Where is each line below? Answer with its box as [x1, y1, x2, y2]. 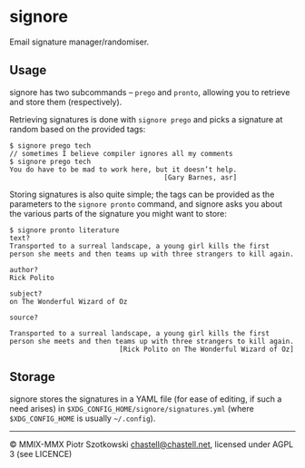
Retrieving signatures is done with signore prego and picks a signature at [9, 113, 283, 124]
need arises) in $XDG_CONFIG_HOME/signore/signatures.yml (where [9, 403, 254, 414]
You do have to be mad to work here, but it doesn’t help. [9, 165, 238, 174]
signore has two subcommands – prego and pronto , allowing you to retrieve [9, 86, 290, 97]
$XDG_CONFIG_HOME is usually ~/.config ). [9, 413, 156, 424]
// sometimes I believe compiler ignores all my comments [9, 149, 233, 158]
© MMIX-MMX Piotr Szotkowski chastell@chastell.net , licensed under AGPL [9, 438, 294, 450]
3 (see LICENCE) [9, 448, 73, 459]
